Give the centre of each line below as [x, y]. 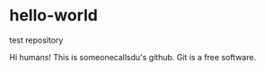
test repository [36, 40]
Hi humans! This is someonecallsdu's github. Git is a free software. [133, 57]
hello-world [54, 16]
